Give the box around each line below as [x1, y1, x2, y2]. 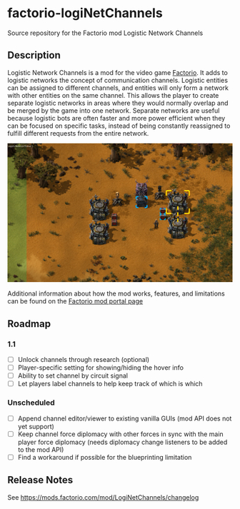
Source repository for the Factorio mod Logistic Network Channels [7, 29, 204, 37]
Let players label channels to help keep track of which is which [17, 380, 203, 388]
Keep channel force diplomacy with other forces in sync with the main [17, 430, 224, 438]
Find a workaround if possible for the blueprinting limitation [17, 453, 192, 461]
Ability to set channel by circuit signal [17, 371, 129, 380]
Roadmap [7, 318, 51, 330]
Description [7, 49, 61, 61]
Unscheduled [7, 398, 55, 408]
